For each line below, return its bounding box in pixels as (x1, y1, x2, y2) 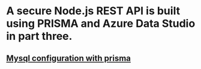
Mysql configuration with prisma (6, 53, 131, 63)
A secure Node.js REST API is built (6, 4, 181, 18)
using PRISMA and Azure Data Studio (6, 17, 196, 30)
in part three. (6, 30, 73, 43)
